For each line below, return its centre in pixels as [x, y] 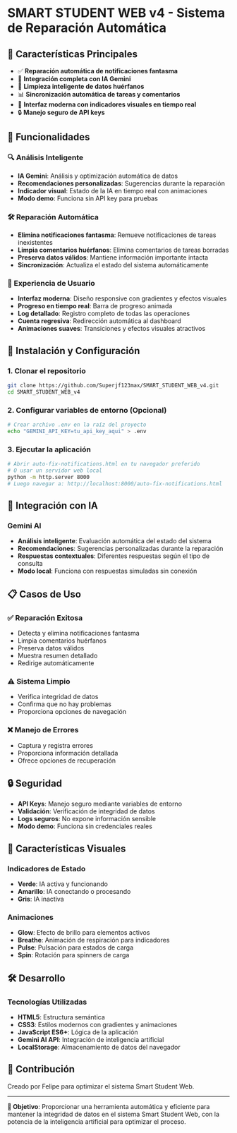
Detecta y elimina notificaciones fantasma [78, 633]
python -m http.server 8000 [49, 477]
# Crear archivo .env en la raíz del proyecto [77, 425]
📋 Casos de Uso [44, 594]
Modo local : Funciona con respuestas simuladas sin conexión [107, 571]
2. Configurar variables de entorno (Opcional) [87, 410]
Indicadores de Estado [47, 868]
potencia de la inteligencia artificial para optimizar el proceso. [97, 1121]
